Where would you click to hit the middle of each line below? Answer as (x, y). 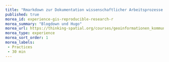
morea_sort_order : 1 (27, 38)
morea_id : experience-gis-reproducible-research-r (59, 19)
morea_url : (17, 28)
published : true (22, 14)
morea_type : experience (30, 33)
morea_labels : (20, 42)
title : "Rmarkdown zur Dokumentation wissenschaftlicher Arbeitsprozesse (84, 10)
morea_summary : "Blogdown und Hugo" (44, 24)
